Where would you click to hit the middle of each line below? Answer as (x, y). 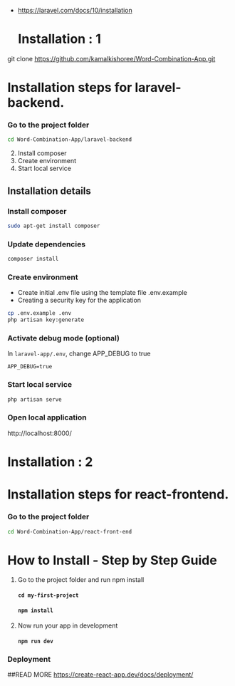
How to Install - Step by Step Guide (112, 560)
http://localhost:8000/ (40, 433)
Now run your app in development (68, 625)
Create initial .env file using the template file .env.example (102, 293)
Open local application (47, 417)
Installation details (49, 191)
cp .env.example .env (40, 313)
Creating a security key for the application (79, 300)
